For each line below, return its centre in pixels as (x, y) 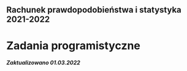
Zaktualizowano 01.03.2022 (44, 63)
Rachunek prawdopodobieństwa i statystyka (94, 10)
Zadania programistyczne (74, 46)
